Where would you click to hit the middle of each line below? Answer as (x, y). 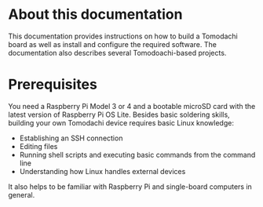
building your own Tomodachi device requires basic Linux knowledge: (121, 122)
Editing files (38, 146)
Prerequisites (53, 85)
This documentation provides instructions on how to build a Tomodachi (123, 36)
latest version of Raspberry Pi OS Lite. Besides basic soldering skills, (119, 114)
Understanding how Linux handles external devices (102, 171)
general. (22, 194)
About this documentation (95, 15)
